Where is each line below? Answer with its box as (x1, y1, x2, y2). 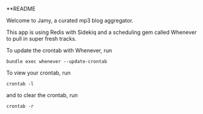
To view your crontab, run (6, 69, 71, 76)
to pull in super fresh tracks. (6, 35, 77, 42)
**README (6, 5, 36, 12)
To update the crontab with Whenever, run (6, 47, 112, 54)
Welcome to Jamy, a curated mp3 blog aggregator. (6, 17, 134, 24)
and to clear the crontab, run (6, 92, 78, 99)
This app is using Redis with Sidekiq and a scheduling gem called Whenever (6, 29, 197, 36)
